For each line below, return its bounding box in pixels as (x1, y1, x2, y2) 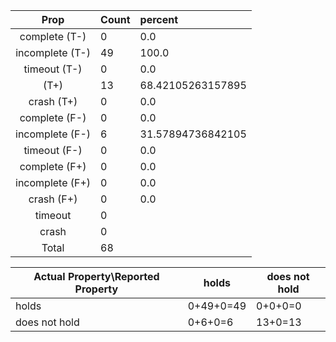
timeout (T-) (23, 62, 83, 76)
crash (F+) (28, 192, 78, 206)
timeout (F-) (23, 144, 83, 157)
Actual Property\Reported (33, 270, 160, 283)
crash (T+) (28, 95, 78, 108)
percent (139, 13, 179, 26)
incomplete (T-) (15, 46, 91, 59)
